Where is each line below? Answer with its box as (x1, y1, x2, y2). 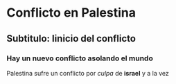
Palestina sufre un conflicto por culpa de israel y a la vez (6, 69, 169, 77)
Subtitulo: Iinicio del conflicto (6, 33, 137, 44)
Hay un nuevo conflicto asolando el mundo (6, 53, 153, 63)
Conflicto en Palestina (6, 5, 137, 21)
